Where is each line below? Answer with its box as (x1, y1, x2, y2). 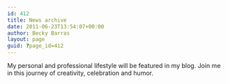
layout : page (7, 36, 45, 43)
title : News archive (7, 17, 68, 24)
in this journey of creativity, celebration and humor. (7, 69, 153, 77)
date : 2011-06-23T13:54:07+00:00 (7, 23, 105, 30)
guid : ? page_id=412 (7, 42, 64, 49)
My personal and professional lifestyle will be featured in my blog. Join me (7, 62, 221, 69)
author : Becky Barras (7, 29, 70, 37)
